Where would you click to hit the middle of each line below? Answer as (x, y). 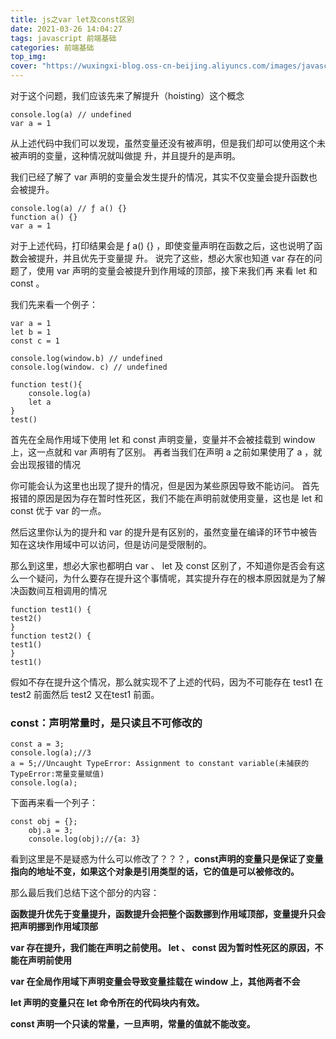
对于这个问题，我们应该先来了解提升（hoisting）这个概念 (127, 95)
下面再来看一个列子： (54, 803)
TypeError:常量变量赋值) (57, 774)
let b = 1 (31, 332)
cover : (24, 66)
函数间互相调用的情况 (62, 590)
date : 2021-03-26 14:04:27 (66, 29)
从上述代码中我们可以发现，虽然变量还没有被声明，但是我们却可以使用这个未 (168, 143)
